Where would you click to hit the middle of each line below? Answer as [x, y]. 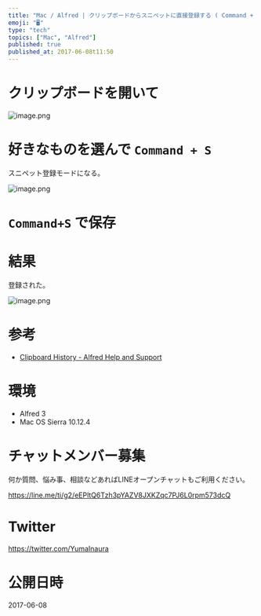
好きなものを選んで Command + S [110, 150]
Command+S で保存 [62, 223]
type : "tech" [29, 30]
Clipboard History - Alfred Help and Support [91, 357]
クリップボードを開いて [83, 93]
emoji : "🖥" [26, 23]
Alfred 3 [33, 413]
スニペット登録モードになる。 [56, 173]
